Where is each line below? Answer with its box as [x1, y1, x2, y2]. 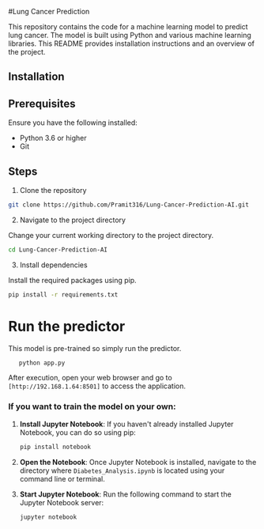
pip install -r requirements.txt [8, 290, 119, 299]
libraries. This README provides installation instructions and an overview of [8, 39, 255, 48]
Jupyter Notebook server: [19, 497, 104, 507]
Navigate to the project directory [19, 215, 126, 225]
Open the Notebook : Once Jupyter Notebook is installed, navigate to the [19, 457, 257, 467]
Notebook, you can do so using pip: [19, 427, 136, 437]
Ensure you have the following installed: [8, 118, 138, 127]
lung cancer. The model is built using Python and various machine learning [8, 31, 251, 40]
